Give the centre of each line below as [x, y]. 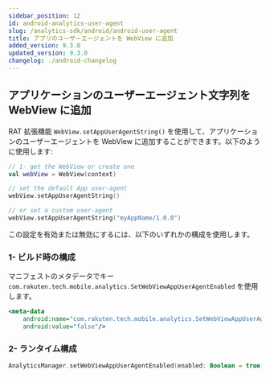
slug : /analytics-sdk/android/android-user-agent [93, 31]
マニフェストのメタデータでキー [61, 276]
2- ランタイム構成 [43, 348]
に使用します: [31, 151]
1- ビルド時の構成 [42, 257]
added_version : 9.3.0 [45, 46]
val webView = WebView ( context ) [62, 174]
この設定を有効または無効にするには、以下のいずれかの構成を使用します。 [131, 234]
